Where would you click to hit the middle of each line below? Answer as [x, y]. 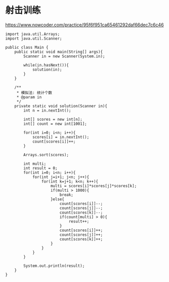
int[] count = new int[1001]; [55, 124]
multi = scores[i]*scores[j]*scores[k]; [94, 186]
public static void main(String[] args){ [58, 52]
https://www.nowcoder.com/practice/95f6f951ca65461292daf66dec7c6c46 [85, 25]
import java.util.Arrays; [32, 34]
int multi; [35, 164]
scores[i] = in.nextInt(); [61, 137]
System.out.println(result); [54, 266]
